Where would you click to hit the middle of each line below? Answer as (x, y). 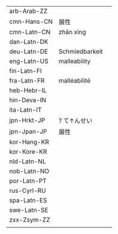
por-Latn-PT (28, 181)
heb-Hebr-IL (28, 90)
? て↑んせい (75, 121)
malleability (75, 61)
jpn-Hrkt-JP (27, 120)
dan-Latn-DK (29, 42)
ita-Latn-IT (25, 110)
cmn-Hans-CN (31, 22)
